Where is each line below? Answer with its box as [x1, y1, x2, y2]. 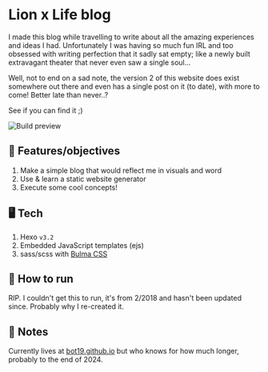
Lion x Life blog [8, 6, 111, 24]
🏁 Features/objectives [8, 144, 121, 158]
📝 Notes [8, 325, 49, 338]
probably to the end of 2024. [8, 354, 103, 365]
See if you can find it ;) [8, 106, 83, 115]
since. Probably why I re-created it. [8, 302, 124, 311]
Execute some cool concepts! [19, 182, 118, 192]
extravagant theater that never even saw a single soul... [8, 58, 191, 67]
